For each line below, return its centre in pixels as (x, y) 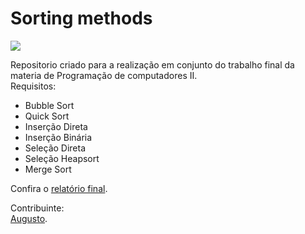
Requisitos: (33, 86)
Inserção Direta (56, 126)
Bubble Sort (49, 105)
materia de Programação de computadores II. (104, 75)
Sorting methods (81, 18)
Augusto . (29, 218)
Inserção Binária (58, 137)
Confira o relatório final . (59, 188)
